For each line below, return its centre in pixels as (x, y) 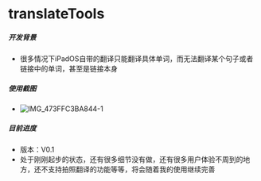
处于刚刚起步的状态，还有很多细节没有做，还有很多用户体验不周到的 (131, 160)
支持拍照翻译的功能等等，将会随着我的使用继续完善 (131, 169)
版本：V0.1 (37, 150)
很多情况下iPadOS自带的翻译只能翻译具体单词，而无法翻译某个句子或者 (136, 59)
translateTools (56, 14)
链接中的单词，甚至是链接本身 (68, 69)
